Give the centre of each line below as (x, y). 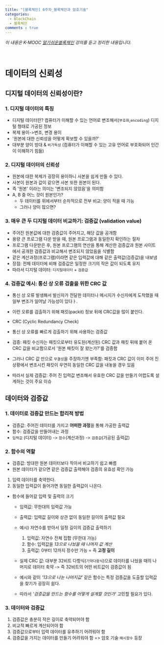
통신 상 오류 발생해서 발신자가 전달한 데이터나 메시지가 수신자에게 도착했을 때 (85, 295)
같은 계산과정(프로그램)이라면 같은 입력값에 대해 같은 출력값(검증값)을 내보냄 (85, 257)
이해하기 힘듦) (31, 151)
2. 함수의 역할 (20, 451)
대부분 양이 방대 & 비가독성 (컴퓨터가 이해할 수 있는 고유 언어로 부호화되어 (81, 145)
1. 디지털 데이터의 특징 (30, 109)
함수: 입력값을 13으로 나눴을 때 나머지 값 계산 (70, 544)
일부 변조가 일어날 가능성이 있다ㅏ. (45, 301)
